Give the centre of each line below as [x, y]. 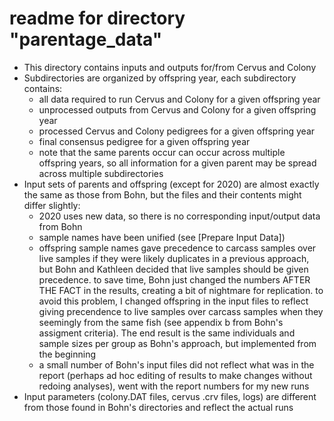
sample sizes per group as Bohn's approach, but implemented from [177, 343]
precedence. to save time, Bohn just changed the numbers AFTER [174, 279]
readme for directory [97, 18]
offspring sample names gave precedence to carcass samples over [177, 248]
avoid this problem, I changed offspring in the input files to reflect [173, 301]
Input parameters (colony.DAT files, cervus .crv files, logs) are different [170, 396]
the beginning [67, 354]
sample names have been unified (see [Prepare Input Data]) [162, 237]
